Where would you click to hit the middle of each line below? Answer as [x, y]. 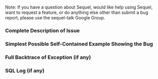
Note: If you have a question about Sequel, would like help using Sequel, [79, 7]
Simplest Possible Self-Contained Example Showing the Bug [79, 44]
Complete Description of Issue [43, 30]
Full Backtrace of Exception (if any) [48, 57]
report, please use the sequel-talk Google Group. [55, 18]
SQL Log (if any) [25, 71]
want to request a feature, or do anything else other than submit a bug [77, 12]
